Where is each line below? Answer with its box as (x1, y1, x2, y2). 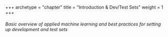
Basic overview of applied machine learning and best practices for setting (5, 21, 161, 27)
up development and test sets (5, 26, 68, 32)
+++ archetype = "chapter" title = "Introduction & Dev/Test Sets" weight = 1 (5, 4, 163, 10)
